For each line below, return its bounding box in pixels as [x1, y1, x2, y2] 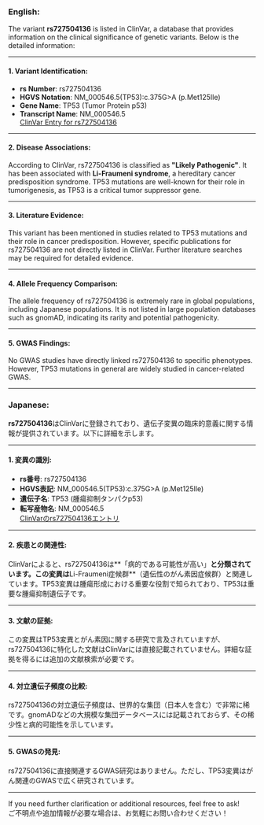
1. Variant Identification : [8, 66, 88, 76]
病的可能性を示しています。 [28, 720, 118, 730]
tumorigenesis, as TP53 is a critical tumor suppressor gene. [8, 185, 202, 194]
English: [8, 6, 41, 17]
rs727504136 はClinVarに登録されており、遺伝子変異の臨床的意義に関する [8, 418, 247, 427]
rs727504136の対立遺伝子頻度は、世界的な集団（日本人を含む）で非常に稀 [8, 700, 250, 710]
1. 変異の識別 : [8, 455, 53, 464]
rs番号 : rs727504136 [19, 474, 87, 483]
